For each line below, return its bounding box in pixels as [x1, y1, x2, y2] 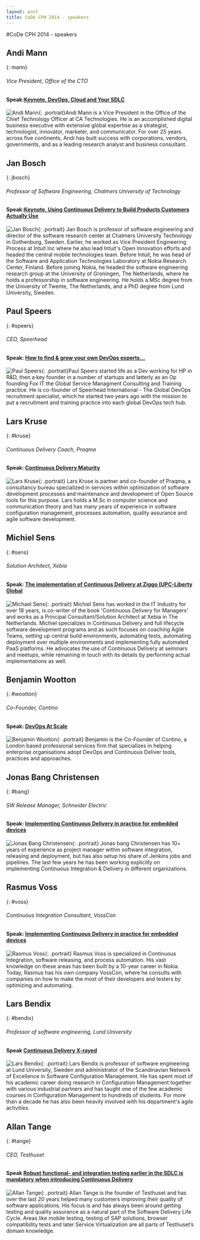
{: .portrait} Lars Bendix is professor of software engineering [40, 1060, 189, 1067]
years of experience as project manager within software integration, [6, 846, 173, 853]
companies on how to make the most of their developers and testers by [6, 975, 182, 982]
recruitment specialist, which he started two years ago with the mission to [6, 393, 187, 400]
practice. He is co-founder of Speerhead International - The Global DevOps [6, 386, 191, 393]
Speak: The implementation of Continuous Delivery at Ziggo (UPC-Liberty [6, 581, 193, 588]
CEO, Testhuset [6, 1151, 45, 1158]
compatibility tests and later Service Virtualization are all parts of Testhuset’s [6, 1220, 194, 1228]
